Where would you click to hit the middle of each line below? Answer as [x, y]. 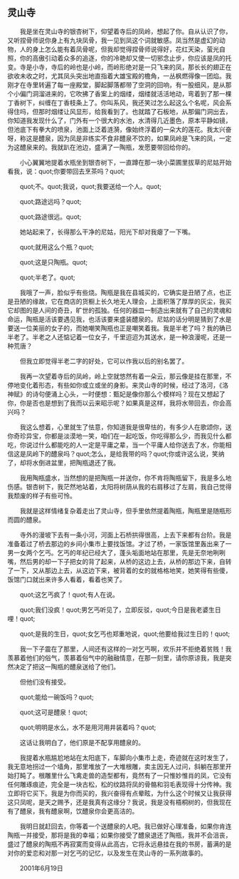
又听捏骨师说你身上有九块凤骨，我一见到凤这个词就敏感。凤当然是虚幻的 [113, 40]
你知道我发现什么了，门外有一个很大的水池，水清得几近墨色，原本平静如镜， [119, 120]
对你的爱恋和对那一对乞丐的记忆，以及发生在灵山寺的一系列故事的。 [107, 853]
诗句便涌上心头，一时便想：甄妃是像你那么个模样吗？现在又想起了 [128, 394]
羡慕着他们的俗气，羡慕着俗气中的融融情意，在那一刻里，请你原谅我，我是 [116, 657]
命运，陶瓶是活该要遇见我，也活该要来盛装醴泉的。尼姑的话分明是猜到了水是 [119, 319]
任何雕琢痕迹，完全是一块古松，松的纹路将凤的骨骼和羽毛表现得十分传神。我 [119, 784]
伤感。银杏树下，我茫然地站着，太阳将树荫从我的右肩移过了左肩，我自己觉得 [119, 486]
